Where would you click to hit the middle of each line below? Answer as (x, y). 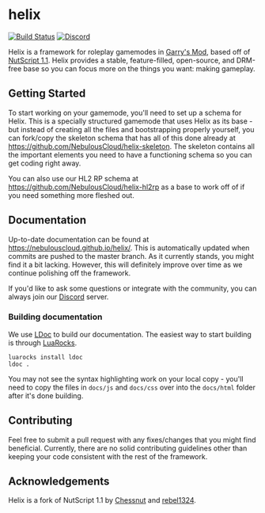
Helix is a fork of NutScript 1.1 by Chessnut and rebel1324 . (102, 500)
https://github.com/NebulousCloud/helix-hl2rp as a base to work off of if (127, 187)
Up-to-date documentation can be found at (79, 239)
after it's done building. (46, 395)
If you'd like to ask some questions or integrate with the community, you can (132, 288)
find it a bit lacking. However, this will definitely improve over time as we (125, 264)
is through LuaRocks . (43, 343)
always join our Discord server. (59, 296)
